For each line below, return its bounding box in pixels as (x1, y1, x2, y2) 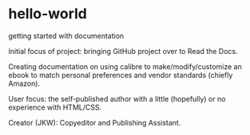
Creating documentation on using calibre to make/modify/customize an (8, 61, 242, 71)
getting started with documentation (8, 31, 125, 40)
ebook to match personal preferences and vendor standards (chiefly (8, 70, 233, 79)
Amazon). (8, 79, 41, 88)
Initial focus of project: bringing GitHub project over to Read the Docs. (8, 46, 238, 56)
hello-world (8, 5, 88, 23)
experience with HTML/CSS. (8, 102, 102, 112)
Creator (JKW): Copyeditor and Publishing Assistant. (8, 118, 181, 127)
